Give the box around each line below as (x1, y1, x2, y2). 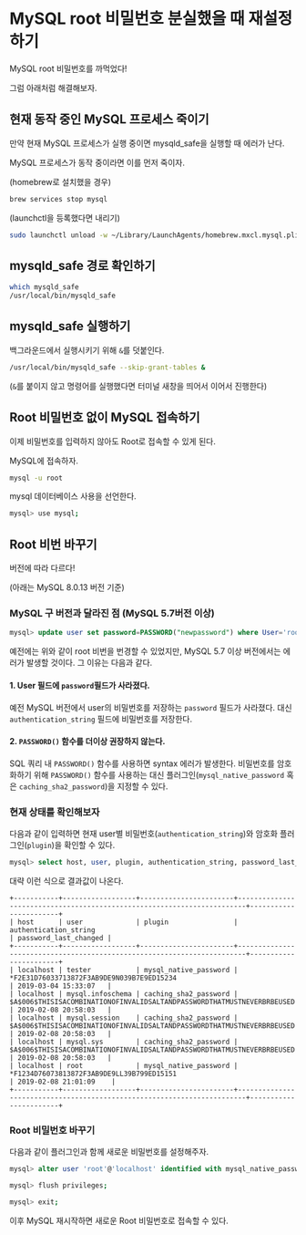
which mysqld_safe (9, 283, 79, 292)
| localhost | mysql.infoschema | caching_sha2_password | (9, 989, 239, 999)
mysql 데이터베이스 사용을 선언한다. (9, 491, 137, 502)
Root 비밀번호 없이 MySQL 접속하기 (9, 410, 200, 425)
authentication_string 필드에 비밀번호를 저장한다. (9, 713, 193, 724)
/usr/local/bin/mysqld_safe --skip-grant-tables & (9, 362, 206, 372)
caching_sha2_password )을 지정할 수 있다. (18, 781, 168, 792)
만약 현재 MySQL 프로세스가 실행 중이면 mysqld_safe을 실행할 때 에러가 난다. (9, 138, 285, 149)
